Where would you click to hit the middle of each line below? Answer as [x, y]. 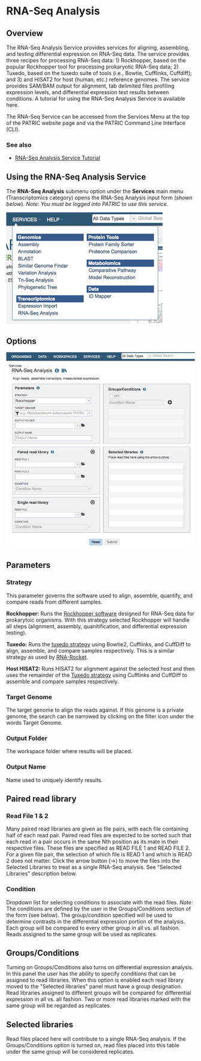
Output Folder [27, 738]
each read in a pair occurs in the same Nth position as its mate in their [92, 842]
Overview [25, 33]
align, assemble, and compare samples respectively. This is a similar [90, 651]
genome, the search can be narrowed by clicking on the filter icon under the [100, 716]
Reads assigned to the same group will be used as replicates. [82, 934]
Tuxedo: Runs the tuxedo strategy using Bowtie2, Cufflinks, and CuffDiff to [99, 644]
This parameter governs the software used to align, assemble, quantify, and [100, 595]
